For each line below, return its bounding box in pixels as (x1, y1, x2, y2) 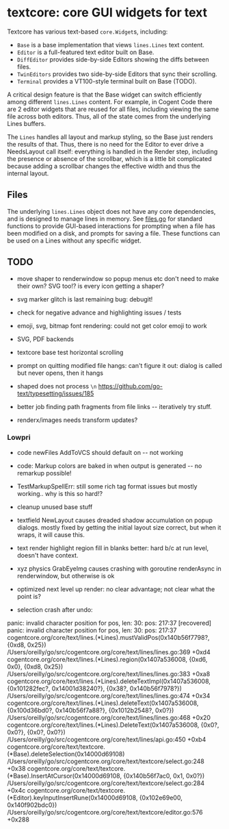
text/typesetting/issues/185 (16, 389, 94, 397)
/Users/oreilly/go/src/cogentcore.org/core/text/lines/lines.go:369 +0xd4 (7, 647, 211, 656)
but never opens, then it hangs (16, 369, 104, 377)
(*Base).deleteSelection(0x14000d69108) (7, 750, 125, 758)
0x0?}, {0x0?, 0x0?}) (7, 728, 66, 736)
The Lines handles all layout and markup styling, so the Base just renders (7, 132, 213, 141)
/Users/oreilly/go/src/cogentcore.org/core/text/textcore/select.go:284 (7, 779, 205, 787)
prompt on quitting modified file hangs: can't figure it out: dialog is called (16, 361, 222, 369)
